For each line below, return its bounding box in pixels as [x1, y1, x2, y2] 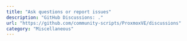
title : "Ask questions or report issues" [6, 8, 112, 15]
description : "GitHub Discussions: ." [6, 14, 103, 20]
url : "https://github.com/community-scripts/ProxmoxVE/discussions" [6, 20, 182, 26]
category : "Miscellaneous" [6, 25, 74, 32]
